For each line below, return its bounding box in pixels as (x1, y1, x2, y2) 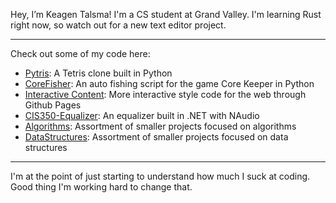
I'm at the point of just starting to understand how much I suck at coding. (10, 170, 311, 182)
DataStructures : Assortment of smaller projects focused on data (24, 131, 289, 143)
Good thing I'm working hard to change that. (10, 181, 193, 193)
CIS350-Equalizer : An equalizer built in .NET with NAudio (24, 110, 260, 121)
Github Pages (24, 99, 82, 111)
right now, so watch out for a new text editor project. (10, 19, 227, 31)
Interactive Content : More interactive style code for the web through (24, 89, 307, 100)
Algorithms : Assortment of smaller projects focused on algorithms (24, 120, 297, 132)
